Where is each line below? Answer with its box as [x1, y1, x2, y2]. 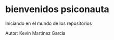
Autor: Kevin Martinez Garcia [5, 30, 66, 36]
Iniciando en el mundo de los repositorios [5, 20, 92, 26]
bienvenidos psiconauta [5, 4, 109, 15]
